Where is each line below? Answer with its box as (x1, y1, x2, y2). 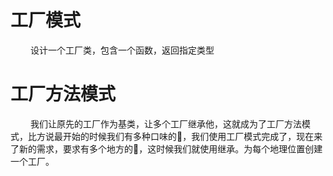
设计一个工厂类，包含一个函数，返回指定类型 (29, 44, 215, 56)
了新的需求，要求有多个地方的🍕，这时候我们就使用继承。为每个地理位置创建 (10, 142, 323, 155)
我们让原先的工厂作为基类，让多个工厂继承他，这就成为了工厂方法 (29, 117, 302, 130)
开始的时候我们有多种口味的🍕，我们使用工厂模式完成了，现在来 (62, 130, 323, 142)
